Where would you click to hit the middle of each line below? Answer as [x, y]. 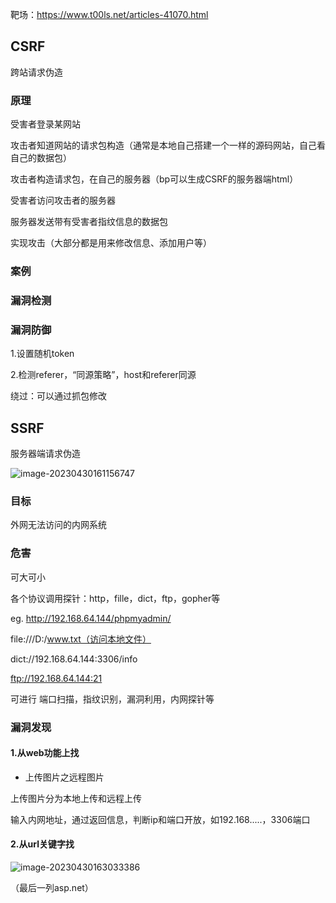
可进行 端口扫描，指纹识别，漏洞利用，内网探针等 [112, 699]
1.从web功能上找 [45, 753]
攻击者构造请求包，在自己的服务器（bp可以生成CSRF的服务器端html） [154, 179]
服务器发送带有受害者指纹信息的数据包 [89, 222]
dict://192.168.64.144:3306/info [74, 659]
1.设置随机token [42, 354]
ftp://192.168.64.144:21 [56, 678]
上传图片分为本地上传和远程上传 [76, 798]
